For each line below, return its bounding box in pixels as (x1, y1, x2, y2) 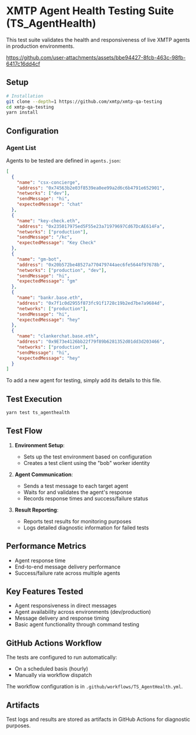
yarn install (6, 109, 38, 116)
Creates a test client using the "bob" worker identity (23, 459, 151, 466)
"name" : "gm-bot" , (17, 256, 62, 262)
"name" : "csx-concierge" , (17, 179, 81, 186)
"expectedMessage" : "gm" (17, 278, 78, 284)
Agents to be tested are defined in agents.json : (6, 157, 121, 164)
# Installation (6, 93, 44, 99)
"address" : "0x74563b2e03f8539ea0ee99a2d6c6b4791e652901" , (17, 185, 165, 191)
